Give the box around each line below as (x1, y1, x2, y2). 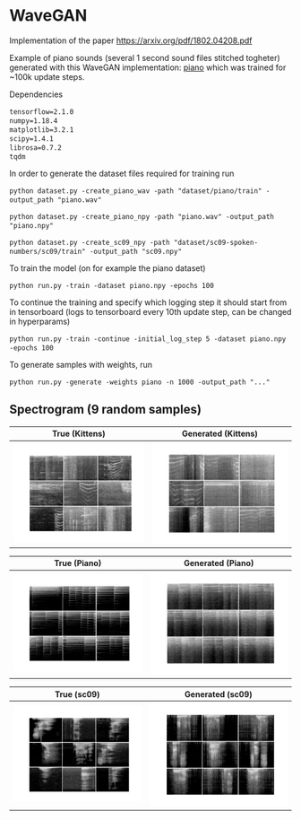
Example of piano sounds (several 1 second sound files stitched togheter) (9, 52, 280, 63)
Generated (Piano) (183, 558, 254, 569)
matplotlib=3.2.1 (9, 125, 74, 135)
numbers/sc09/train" (9, 247, 87, 256)
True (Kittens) (52, 428, 106, 440)
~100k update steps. (9, 71, 85, 82)
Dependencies (9, 89, 64, 100)
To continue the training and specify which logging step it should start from (9, 297, 288, 308)
